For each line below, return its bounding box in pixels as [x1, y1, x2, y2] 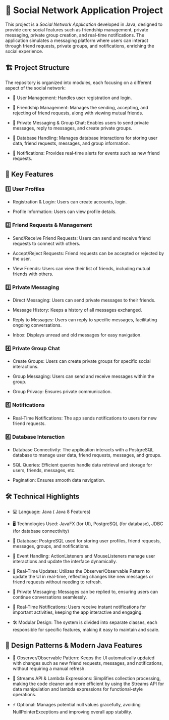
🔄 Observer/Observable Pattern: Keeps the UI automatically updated [12, 655, 155, 661]
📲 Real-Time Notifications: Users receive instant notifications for [12, 604, 146, 610]
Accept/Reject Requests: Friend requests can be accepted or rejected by [12, 250, 164, 256]
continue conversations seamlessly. [12, 594, 87, 600]
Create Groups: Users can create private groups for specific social [12, 358, 151, 364]
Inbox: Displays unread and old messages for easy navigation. [12, 332, 142, 338]
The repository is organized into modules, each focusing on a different [5, 79, 152, 86]
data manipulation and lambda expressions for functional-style [12, 686, 143, 692]
